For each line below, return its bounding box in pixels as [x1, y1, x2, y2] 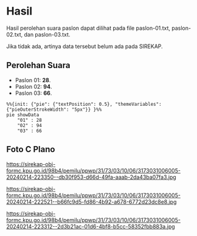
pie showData [6, 111, 40, 118]
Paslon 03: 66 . [15, 89, 52, 97]
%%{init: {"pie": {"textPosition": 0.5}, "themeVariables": [6, 101, 162, 107]
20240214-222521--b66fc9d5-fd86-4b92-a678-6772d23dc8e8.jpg [6, 198, 177, 205]
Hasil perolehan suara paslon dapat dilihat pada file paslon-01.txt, [6, 24, 171, 32]
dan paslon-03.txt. [24, 30, 71, 38]
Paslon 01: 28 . [15, 76, 51, 83]
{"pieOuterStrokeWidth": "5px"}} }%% [6, 106, 102, 113]
